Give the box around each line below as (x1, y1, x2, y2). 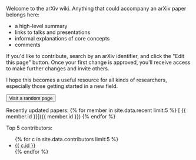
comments (14, 41, 41, 48)
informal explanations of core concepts (14, 35, 110, 42)
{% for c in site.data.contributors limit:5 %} (14, 136, 119, 142)
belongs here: (6, 11, 40, 18)
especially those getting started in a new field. (6, 83, 118, 90)
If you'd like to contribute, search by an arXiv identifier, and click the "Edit (6, 53, 184, 59)
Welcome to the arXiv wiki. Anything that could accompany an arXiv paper (6, 5, 187, 12)
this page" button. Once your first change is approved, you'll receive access (6, 59, 191, 66)
